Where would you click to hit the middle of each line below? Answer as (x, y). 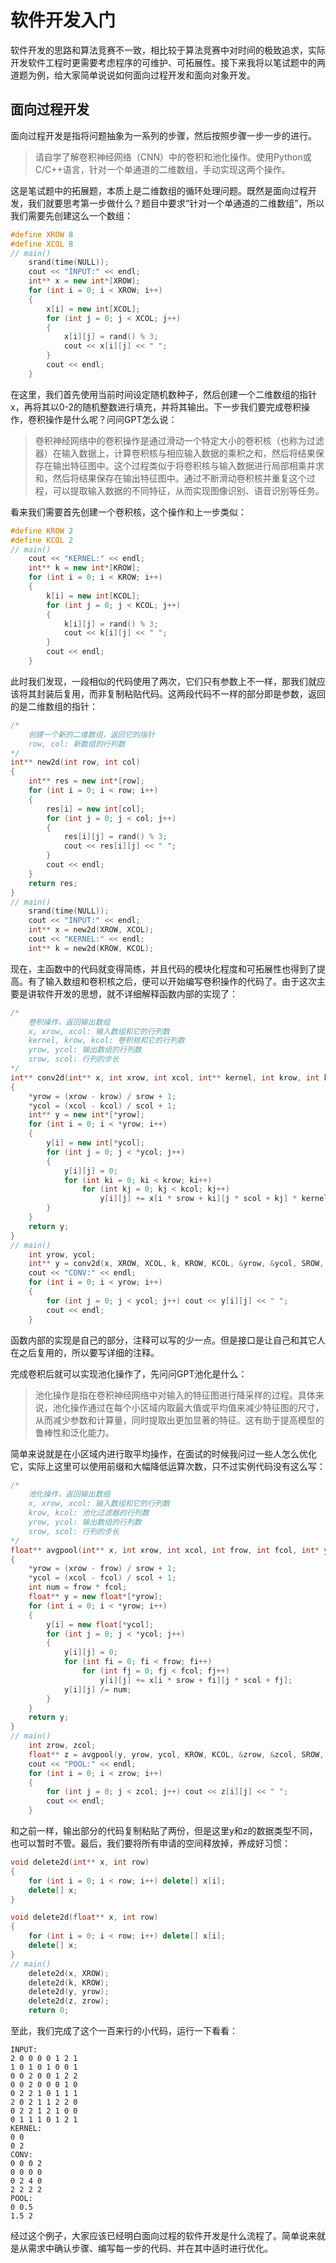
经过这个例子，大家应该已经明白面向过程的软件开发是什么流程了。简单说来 (163, 2235)
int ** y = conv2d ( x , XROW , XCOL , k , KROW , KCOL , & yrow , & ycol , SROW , (176, 1264)
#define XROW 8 (42, 234)
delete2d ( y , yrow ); (69, 1992)
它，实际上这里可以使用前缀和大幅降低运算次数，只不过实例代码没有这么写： (168, 1466)
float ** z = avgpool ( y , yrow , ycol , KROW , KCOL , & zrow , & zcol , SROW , (176, 1754)
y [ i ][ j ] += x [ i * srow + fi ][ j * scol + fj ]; (196, 1680)
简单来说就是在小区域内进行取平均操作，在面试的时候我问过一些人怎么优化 (163, 1453)
